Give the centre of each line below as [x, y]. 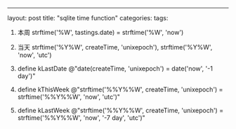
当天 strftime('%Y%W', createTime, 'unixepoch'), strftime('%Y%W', [115, 47]
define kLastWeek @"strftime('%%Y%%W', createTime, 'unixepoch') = [120, 110]
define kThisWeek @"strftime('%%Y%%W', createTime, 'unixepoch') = [120, 89]
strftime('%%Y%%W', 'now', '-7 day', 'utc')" [81, 118]
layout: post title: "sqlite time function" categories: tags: [88, 18]
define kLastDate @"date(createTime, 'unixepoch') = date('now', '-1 [115, 68]
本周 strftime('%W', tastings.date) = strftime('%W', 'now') [100, 32]
